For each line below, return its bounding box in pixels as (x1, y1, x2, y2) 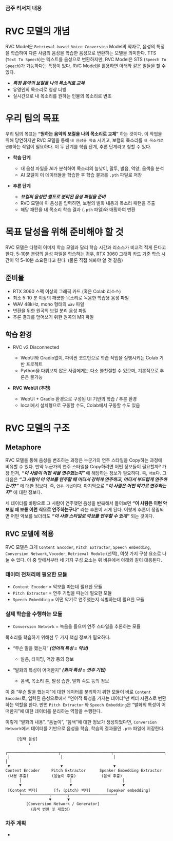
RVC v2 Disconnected (12, 344, 60, 350)
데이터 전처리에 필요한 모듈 (5, 571, 68, 578)
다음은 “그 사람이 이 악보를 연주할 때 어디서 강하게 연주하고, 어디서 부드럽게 (5, 476, 154, 483)
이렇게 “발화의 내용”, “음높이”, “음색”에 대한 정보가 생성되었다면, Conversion (5, 719, 157, 725)
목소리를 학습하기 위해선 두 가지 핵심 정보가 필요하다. (5, 634, 111, 640)
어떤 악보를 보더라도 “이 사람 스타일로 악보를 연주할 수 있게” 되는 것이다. (10, 513, 154, 519)
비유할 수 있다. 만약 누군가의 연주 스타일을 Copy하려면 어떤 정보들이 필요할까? (5, 464, 161, 470)
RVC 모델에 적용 (5, 529, 54, 538)
